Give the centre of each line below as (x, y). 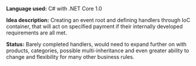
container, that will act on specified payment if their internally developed (94, 26)
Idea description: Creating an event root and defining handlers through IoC (98, 20)
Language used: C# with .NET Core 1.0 (54, 9)
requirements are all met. (37, 33)
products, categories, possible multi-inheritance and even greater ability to (98, 51)
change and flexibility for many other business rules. (70, 57)
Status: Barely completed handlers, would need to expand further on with (97, 44)
